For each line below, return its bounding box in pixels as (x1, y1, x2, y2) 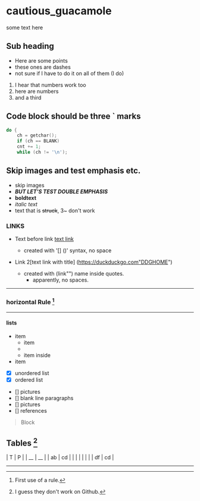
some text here (6, 24, 43, 31)
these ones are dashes (14, 63, 71, 70)
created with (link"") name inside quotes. (23, 270, 124, 277)
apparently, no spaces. (32, 276, 89, 284)
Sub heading (6, 41, 55, 51)
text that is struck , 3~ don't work (14, 207, 95, 214)
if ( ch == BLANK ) (17, 138, 60, 144)
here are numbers (14, 88, 59, 95)
